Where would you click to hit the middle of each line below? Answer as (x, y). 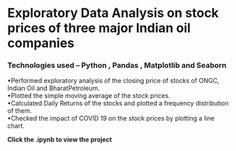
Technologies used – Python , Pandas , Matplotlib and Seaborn (117, 65)
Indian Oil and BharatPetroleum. (54, 88)
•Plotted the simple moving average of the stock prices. (89, 96)
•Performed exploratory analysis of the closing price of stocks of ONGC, (113, 81)
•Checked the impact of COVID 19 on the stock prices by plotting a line (111, 118)
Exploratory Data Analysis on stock (113, 13)
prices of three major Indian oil (99, 28)
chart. (16, 126)
